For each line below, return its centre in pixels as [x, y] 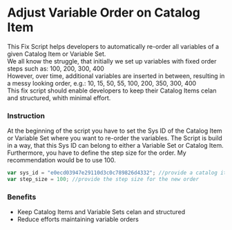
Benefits [22, 197]
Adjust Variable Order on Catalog [104, 13]
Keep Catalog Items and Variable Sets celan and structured [101, 212]
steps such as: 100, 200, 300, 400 [56, 68]
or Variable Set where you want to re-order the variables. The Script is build [115, 138]
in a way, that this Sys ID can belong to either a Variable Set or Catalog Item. [115, 146]
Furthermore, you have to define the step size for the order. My [97, 153]
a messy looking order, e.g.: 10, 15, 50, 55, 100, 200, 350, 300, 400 [102, 83]
